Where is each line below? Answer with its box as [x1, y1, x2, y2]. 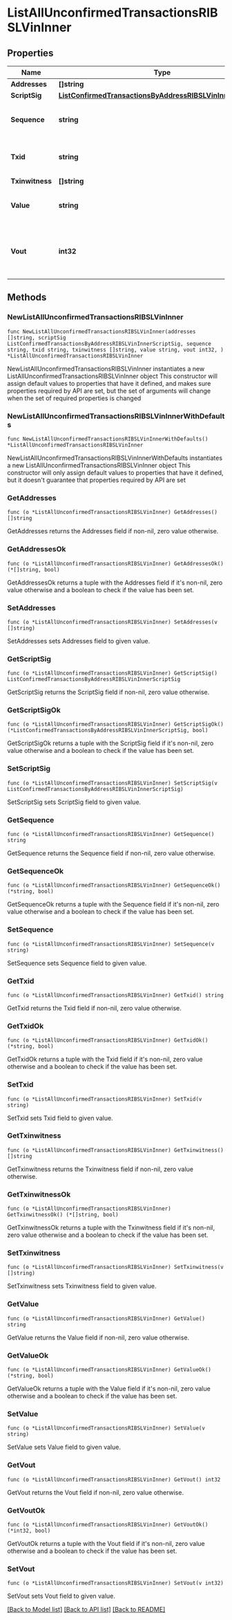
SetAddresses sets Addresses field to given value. [7, 637, 151, 645]
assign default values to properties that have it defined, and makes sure [7, 379, 211, 387]
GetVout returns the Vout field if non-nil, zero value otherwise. [7, 1488, 184, 1497]
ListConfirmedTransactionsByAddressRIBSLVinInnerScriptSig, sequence [7, 340, 212, 347]
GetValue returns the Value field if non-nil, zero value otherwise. [7, 1333, 190, 1342]
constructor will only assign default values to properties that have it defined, [7, 468, 224, 477]
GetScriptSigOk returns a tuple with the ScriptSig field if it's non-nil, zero [7, 739, 214, 747]
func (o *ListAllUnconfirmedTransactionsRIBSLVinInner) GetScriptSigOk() [7, 721, 224, 728]
